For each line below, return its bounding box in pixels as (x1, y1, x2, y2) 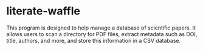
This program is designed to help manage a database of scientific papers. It (6, 24, 196, 31)
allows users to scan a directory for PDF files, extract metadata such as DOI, (6, 30, 198, 37)
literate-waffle (6, 4, 81, 18)
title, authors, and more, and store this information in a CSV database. (6, 37, 181, 44)
